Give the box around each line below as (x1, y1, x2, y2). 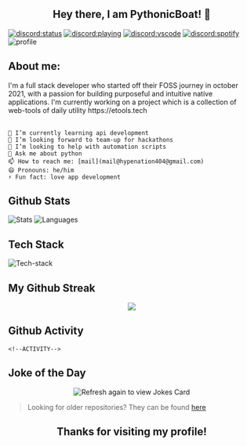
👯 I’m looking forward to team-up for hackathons (8, 136, 174, 143)
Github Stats (8, 194, 71, 208)
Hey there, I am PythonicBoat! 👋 (53, 8, 211, 21)
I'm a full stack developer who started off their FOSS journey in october (8, 80, 239, 90)
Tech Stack (8, 238, 64, 251)
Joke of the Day (8, 366, 86, 380)
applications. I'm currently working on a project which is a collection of (8, 97, 237, 107)
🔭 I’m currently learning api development (8, 129, 149, 137)
